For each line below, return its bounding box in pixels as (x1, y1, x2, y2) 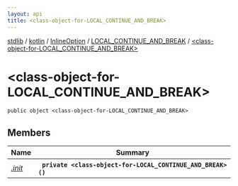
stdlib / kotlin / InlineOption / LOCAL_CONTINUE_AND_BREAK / (7, 36, 190, 45)
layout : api (7, 10, 42, 18)
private (42, 161, 68, 169)
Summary (115, 148, 150, 158)
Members (7, 126, 51, 138)
